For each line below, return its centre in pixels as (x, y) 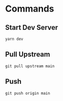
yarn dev (14, 39)
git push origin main (28, 93)
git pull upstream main (30, 66)
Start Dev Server (32, 28)
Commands (30, 9)
